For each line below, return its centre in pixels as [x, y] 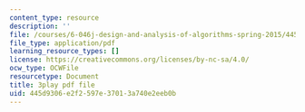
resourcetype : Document [54, 77]
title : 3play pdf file [52, 85]
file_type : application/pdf [63, 43]
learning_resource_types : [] [64, 51]
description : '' [40, 26]
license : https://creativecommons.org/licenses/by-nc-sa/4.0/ [129, 60]
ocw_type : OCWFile [44, 69]
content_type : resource [54, 18]
